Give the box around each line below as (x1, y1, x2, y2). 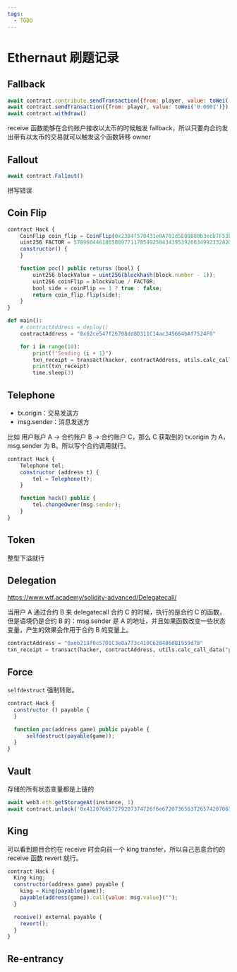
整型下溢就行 (7, 554, 44, 562)
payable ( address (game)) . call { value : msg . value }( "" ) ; (20, 894, 178, 901)
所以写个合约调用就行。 (61, 441, 130, 450)
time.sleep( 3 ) (32, 370, 74, 377)
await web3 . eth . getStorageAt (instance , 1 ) (7, 799, 134, 806)
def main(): (7, 317, 42, 324)
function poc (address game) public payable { (13, 726, 150, 733)
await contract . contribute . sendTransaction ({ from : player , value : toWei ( (7, 97, 229, 104)
